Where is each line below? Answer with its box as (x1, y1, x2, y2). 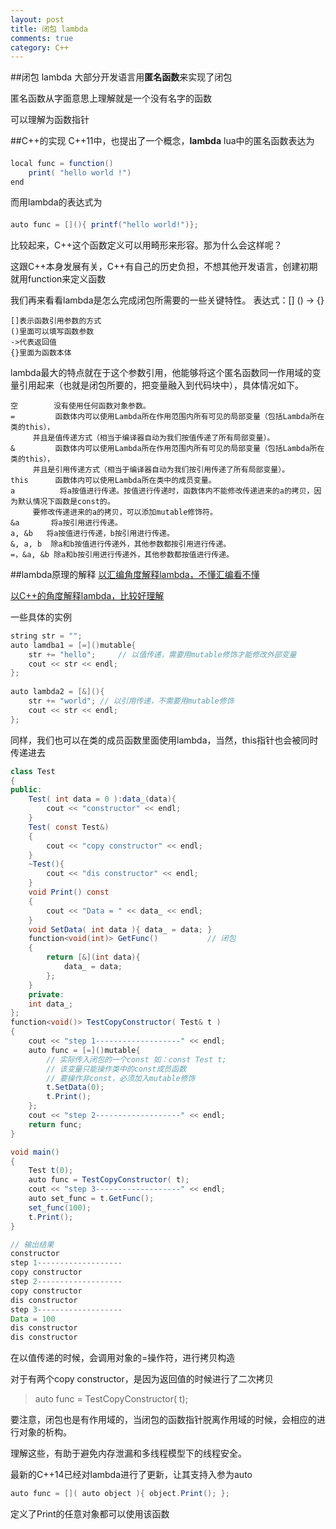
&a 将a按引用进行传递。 (10, 517, 123, 528)
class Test (10, 766, 56, 776)
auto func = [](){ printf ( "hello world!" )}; (10, 220, 199, 230)
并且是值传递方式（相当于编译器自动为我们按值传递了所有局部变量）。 (32, 432, 275, 443)
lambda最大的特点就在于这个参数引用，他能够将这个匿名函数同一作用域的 (10, 366, 313, 378)
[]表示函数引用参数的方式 (10, 316, 102, 326)
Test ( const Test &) (28, 822, 110, 832)
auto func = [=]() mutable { (28, 1045, 141, 1055)
